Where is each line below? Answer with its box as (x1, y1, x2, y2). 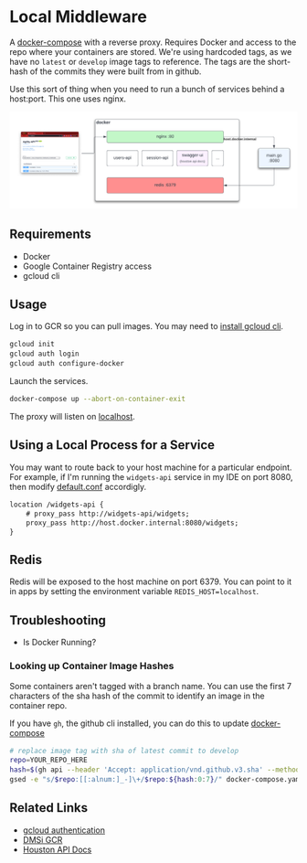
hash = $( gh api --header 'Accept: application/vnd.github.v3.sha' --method (9, 765, 301, 774)
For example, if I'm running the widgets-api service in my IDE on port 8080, (9, 471, 293, 482)
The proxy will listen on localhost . (9, 410, 135, 421)
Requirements (9, 227, 91, 242)
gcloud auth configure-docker (9, 359, 125, 368)
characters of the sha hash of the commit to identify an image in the (9, 690, 265, 701)
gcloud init (9, 340, 55, 349)
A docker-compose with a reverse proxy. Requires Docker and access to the (9, 37, 297, 48)
